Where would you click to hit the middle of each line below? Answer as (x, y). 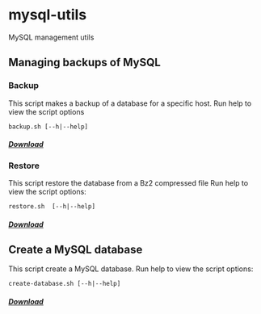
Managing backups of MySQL (85, 63)
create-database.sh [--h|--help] (65, 284)
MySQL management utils (51, 37)
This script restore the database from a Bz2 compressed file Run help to (128, 182)
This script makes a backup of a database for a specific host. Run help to (130, 103)
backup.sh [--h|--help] (48, 127)
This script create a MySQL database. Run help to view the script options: (131, 269)
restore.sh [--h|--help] (52, 206)
